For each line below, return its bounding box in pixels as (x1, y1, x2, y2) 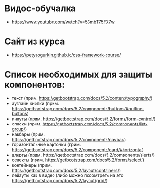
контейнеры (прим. (11, 162, 52, 168)
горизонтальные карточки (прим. (11, 141, 81, 147)
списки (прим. (11, 121, 42, 126)
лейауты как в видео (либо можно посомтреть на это (11, 172, 124, 178)
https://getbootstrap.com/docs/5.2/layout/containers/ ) (11, 167, 121, 173)
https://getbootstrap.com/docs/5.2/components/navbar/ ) (11, 136, 126, 142)
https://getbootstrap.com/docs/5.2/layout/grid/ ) (11, 177, 107, 183)
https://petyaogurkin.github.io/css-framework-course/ (11, 52, 121, 58)
